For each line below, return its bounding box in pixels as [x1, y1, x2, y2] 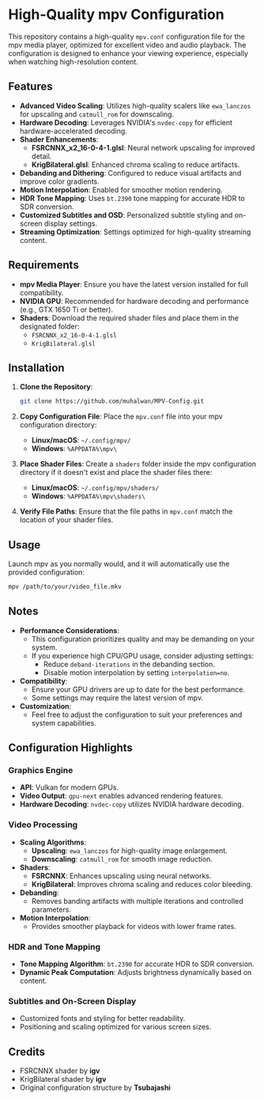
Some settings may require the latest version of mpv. [31, 692, 204, 702]
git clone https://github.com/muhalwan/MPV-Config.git [19, 397, 205, 405]
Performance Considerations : [19, 625, 120, 635]
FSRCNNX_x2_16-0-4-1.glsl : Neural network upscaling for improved [31, 142, 255, 152]
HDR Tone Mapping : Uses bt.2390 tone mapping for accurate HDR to [19, 193, 245, 203]
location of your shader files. [19, 515, 114, 525]
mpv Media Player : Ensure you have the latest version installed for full [19, 279, 249, 289]
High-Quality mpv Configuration [8, 6, 224, 24]
